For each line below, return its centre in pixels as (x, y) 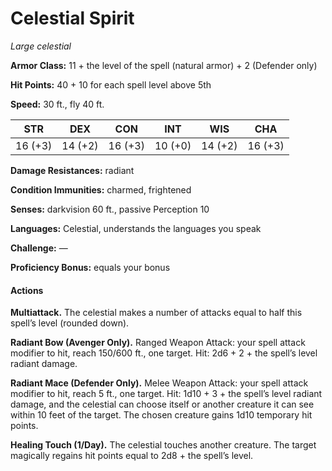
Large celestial (41, 46)
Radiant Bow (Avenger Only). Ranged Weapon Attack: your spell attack (158, 343)
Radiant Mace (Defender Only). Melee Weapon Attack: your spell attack (159, 383)
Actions (27, 290)
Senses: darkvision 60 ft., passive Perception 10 (110, 209)
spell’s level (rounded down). (70, 323)
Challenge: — (39, 248)
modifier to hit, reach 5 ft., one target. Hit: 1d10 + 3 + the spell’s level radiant (166, 394)
